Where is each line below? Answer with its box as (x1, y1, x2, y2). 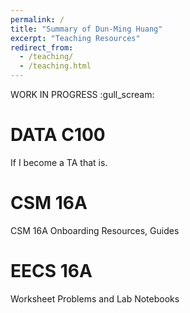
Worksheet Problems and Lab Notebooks (10, 292, 180, 305)
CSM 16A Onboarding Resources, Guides (10, 224, 180, 236)
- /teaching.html (19, 61, 92, 71)
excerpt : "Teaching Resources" (10, 33, 141, 43)
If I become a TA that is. (10, 156, 108, 168)
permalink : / (10, 14, 65, 25)
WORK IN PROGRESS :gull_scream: (10, 89, 155, 100)
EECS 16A (10, 260, 93, 283)
